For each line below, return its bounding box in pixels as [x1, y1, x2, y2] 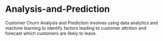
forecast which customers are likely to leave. [5, 30, 97, 36]
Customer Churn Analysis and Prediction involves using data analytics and [5, 20, 158, 26]
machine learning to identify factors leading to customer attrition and [5, 25, 147, 31]
